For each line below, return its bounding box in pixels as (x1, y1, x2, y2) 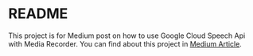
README (8, 5, 68, 23)
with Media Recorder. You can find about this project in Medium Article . (8, 39, 243, 48)
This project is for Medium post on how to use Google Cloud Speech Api (8, 31, 246, 40)
